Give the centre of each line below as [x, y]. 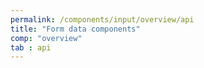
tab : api [31, 47]
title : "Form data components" [75, 29]
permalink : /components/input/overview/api [102, 19]
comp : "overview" [46, 38]
